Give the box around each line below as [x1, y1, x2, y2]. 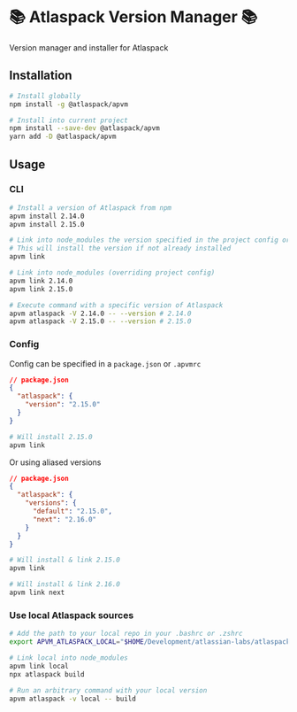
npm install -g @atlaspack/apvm [9, 99, 128, 109]
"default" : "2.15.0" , [32, 507, 113, 516]
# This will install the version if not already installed [9, 244, 232, 253]
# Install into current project [9, 116, 128, 125]
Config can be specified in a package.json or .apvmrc [9, 358, 202, 368]
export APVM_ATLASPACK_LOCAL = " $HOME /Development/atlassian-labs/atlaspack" [9, 638, 294, 646]
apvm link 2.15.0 [9, 284, 73, 293]
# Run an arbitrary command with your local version [9, 685, 208, 695]
